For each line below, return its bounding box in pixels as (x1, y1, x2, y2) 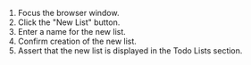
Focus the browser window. (17, 8, 120, 18)
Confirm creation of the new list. (17, 36, 137, 46)
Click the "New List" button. (17, 17, 121, 28)
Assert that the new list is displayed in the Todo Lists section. (17, 45, 243, 56)
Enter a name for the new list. (17, 27, 127, 37)
